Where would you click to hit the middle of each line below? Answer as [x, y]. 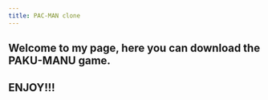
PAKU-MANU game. [59, 61]
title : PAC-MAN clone [45, 16]
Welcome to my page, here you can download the [134, 48]
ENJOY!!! [32, 88]
